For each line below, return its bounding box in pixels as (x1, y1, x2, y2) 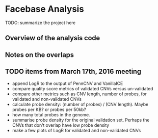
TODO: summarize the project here (5, 20, 76, 26)
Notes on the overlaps (5, 51, 74, 59)
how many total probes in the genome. (12, 111, 90, 117)
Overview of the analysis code (5, 34, 100, 42)
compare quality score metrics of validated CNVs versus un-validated (12, 85, 154, 91)
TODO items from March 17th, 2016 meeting (5, 67, 141, 76)
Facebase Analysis (5, 3, 84, 15)
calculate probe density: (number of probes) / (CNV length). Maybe (12, 101, 149, 107)
